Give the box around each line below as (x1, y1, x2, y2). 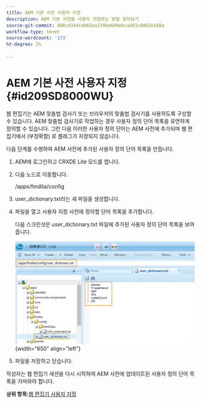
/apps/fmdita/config (14, 183, 65, 190)
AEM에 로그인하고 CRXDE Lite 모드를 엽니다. (14, 158, 121, 165)
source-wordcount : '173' (6, 35, 68, 41)
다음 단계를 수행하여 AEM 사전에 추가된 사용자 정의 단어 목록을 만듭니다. (6, 145, 174, 153)
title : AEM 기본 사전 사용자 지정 (6, 10, 81, 16)
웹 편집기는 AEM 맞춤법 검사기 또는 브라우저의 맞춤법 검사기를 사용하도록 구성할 (6, 110, 192, 117)
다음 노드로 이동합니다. (14, 171, 68, 178)
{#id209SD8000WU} (6, 89, 114, 103)
